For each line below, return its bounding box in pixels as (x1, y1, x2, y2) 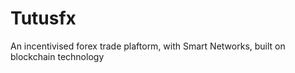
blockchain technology (10, 50, 105, 62)
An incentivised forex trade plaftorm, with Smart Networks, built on (10, 40, 286, 52)
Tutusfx (10, 7, 77, 30)
